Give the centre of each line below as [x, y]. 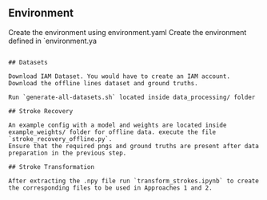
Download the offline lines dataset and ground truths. [103, 83]
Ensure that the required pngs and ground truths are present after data [134, 146]
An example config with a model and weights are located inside [118, 125]
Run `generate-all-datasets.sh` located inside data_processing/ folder [132, 97]
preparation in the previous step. [68, 153]
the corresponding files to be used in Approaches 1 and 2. [111, 188]
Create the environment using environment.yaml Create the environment [128, 32]
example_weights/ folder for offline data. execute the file [112, 132]
